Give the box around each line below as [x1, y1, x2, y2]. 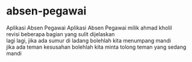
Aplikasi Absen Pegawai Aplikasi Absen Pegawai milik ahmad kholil [6, 24, 173, 31]
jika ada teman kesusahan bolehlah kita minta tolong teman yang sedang [6, 43, 187, 51]
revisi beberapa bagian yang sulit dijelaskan [6, 30, 116, 37]
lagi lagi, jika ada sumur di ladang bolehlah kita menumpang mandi [6, 37, 172, 44]
